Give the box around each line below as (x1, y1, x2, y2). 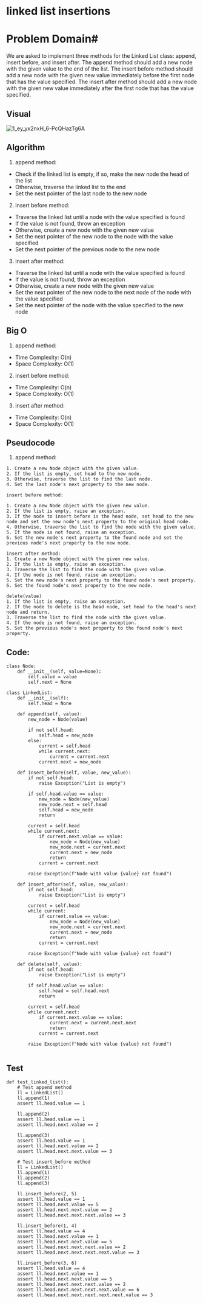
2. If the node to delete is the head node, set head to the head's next (6, 604, 197, 610)
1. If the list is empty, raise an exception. (6, 599, 126, 605)
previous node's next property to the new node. (6, 540, 131, 546)
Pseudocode (6, 437, 56, 448)
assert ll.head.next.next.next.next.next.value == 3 (17, 1292, 153, 1298)
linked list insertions (6, 4, 111, 18)
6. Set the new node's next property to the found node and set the (6, 535, 183, 541)
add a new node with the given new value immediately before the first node (6, 72, 195, 79)
